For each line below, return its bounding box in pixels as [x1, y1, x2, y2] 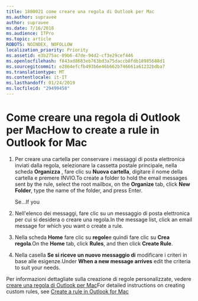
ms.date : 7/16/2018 [6, 25, 54, 31]
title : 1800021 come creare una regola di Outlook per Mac [6, 8, 155, 15]
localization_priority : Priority [6, 47, 89, 53]
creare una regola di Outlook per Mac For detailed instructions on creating [6, 282, 185, 289]
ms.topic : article [6, 36, 51, 42]
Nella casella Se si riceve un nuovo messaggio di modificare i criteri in [14, 251, 187, 259]
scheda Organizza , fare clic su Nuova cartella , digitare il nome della [14, 168, 183, 175]
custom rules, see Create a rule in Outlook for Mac [6, 287, 129, 295]
